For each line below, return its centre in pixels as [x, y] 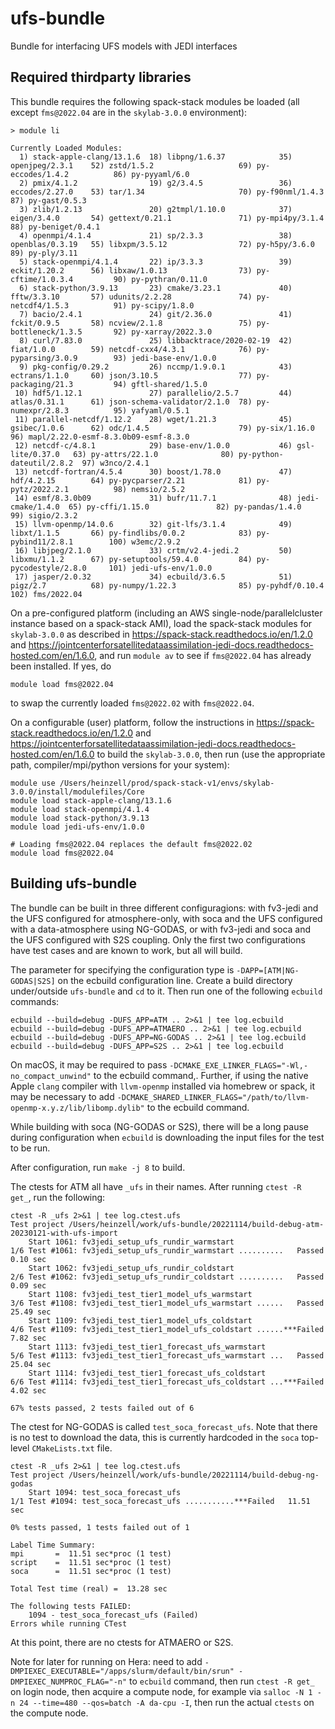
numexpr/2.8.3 [40, 410]
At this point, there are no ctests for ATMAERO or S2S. [122, 1642]
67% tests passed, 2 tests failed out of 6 [102, 1408]
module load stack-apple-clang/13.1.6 [91, 800]
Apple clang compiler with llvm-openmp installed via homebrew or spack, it [163, 1086]
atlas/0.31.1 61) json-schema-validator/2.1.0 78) [131, 402]
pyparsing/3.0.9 [44, 358]
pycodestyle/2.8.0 [48, 568]
